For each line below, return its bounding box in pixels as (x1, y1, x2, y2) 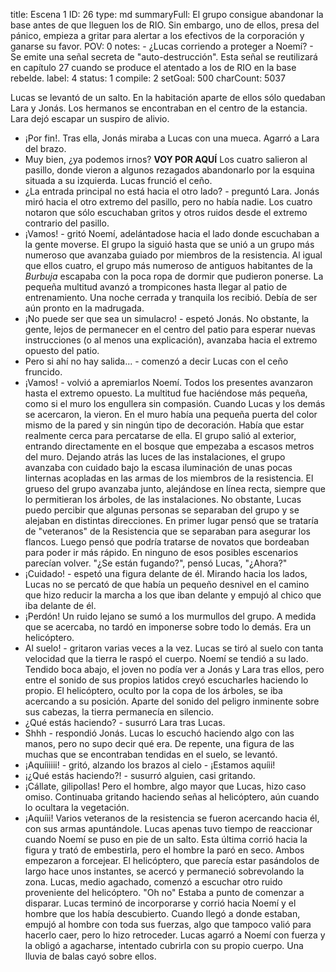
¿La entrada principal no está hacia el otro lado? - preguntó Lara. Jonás (24, 185, 320, 197)
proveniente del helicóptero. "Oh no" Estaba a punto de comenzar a (24, 887, 305, 898)
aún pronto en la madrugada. (24, 302, 145, 314)
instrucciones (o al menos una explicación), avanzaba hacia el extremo (24, 334, 318, 346)
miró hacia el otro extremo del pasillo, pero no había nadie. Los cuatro (24, 196, 313, 208)
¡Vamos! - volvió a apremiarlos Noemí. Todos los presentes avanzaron (24, 377, 314, 388)
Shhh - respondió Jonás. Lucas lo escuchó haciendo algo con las (24, 727, 295, 739)
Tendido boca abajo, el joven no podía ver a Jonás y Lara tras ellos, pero (24, 664, 325, 675)
